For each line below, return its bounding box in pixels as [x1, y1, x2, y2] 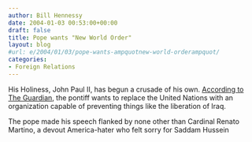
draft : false [8, 26, 51, 34]
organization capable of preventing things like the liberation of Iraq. [8, 101, 227, 110]
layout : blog [8, 41, 51, 49]
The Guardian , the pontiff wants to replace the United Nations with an [8, 92, 234, 103]
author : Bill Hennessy [8, 11, 83, 20]
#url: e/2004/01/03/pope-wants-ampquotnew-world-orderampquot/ [8, 48, 220, 56]
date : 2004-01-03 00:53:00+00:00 [8, 19, 118, 27]
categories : [8, 56, 47, 64]
